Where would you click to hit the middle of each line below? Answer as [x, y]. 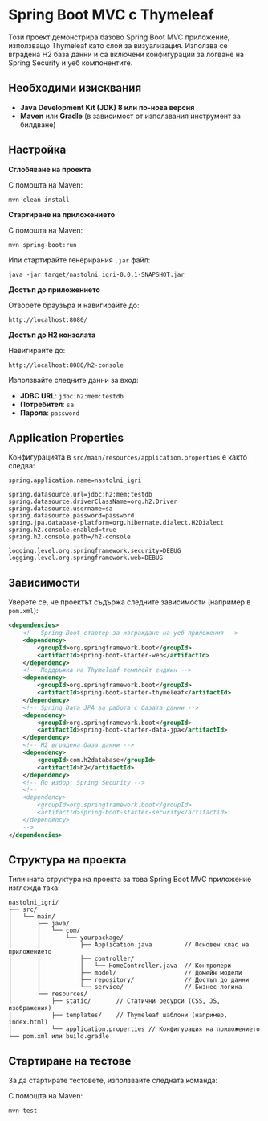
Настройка [37, 150]
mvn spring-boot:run [43, 245]
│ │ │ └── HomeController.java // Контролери [120, 966]
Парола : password [50, 413]
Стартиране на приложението [61, 214]
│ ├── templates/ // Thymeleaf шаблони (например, [118, 1016]
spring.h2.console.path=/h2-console [69, 537]
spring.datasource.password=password [71, 516]
